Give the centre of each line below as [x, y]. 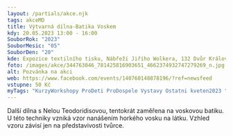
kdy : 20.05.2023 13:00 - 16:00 [52, 33]
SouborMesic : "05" [34, 46]
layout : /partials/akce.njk [48, 14]
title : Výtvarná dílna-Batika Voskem [62, 26]
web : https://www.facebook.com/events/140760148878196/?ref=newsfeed [110, 78]
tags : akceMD [26, 20]
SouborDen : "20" [31, 53]
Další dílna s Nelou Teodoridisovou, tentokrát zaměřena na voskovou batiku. [115, 111]
